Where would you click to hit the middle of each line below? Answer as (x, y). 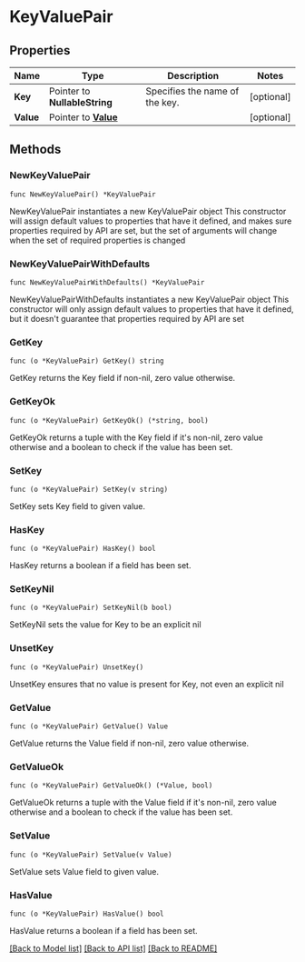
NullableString (81, 102)
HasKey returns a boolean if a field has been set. (100, 566)
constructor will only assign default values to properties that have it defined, (152, 309)
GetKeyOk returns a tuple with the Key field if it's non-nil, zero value (136, 437)
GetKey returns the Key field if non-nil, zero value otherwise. (123, 378)
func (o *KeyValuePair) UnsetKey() (77, 667)
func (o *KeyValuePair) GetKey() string (87, 361)
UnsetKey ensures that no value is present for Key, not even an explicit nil (147, 684)
